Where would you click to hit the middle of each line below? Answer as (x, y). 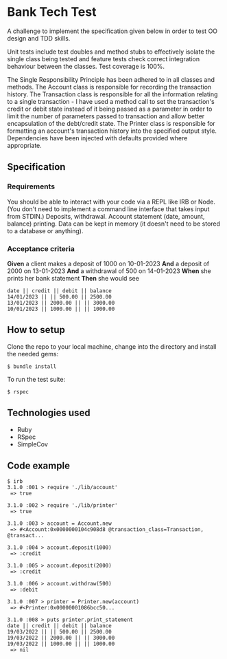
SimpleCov (32, 444)
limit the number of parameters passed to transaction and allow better (106, 116)
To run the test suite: (36, 379)
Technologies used (49, 413)
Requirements (31, 186)
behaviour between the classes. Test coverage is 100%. (86, 66)
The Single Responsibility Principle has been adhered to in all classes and (111, 79)
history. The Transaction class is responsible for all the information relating (112, 94)
